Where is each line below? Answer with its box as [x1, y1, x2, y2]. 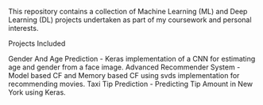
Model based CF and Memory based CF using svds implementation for [8, 71, 240, 80]
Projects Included [8, 39, 66, 48]
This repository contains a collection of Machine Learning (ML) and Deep [8, 7, 248, 16]
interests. [8, 24, 39, 32]
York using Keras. [8, 88, 66, 97]
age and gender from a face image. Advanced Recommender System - [8, 62, 241, 72]
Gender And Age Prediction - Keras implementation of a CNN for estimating [8, 54, 256, 63]
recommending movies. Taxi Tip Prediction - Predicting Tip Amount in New [8, 79, 253, 88]
